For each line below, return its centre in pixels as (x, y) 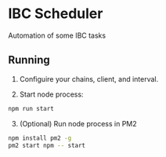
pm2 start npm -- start (47, 145)
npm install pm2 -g (40, 138)
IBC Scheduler (56, 14)
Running (29, 60)
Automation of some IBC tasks (57, 35)
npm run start (31, 108)
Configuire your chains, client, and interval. (89, 78)
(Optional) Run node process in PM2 (78, 123)
